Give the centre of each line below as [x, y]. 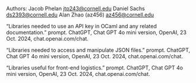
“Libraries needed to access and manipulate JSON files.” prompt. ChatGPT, [98, 50]
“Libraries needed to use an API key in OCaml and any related [82, 26]
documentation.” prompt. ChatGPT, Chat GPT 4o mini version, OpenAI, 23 [97, 32]
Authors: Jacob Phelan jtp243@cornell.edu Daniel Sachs [76, 9]
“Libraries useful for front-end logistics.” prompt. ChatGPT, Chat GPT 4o [94, 68]
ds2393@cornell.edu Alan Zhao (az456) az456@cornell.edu [80, 15]
